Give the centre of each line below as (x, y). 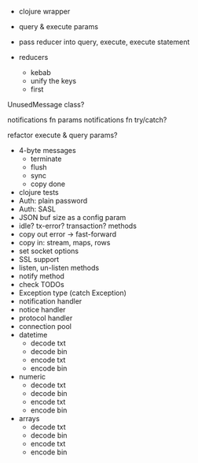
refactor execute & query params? (62, 135)
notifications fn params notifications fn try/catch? (87, 120)
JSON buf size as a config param (72, 217)
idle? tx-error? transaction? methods (77, 226)
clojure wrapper (44, 11)
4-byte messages (47, 150)
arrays (29, 418)
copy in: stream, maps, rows (64, 243)
